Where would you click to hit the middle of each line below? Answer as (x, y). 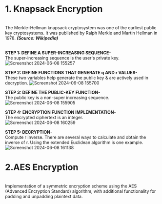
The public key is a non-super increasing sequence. (57, 97)
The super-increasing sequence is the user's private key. (62, 58)
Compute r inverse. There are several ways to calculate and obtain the (76, 137)
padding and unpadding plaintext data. (44, 196)
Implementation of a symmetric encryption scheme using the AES (71, 186)
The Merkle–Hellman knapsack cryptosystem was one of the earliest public (81, 27)
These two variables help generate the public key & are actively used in (77, 78)
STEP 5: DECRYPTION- (29, 132)
